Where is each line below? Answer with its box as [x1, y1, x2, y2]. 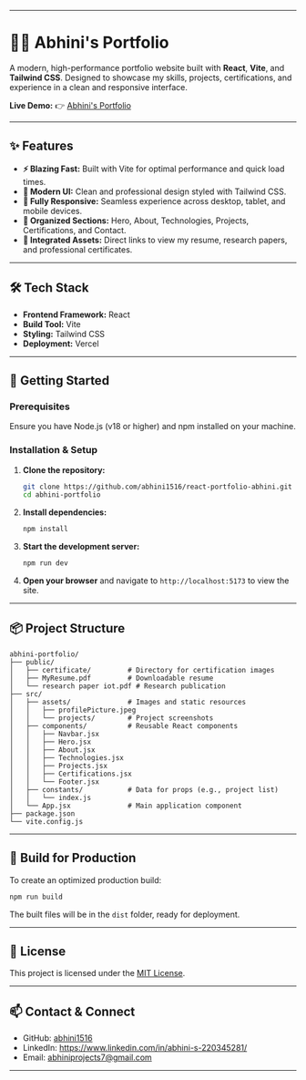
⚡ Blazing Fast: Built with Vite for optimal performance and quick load [22, 163, 285, 174]
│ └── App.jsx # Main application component [9, 801, 243, 810]
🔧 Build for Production [9, 850, 137, 866]
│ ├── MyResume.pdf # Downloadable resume [9, 674, 214, 683]
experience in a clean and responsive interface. [9, 81, 189, 92]
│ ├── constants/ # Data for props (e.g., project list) [9, 785, 280, 794]
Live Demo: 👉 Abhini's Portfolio [9, 99, 132, 110]
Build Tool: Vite [22, 318, 81, 329]
